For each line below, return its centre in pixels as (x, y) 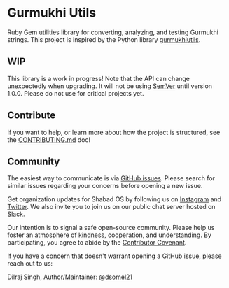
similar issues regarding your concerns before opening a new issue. (105, 186)
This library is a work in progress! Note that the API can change (99, 78)
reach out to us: (30, 264)
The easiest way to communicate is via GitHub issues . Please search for (111, 178)
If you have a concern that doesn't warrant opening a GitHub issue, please (114, 256)
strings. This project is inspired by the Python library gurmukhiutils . (104, 39)
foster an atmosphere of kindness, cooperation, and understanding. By (110, 235)
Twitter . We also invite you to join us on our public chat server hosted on (111, 207)
